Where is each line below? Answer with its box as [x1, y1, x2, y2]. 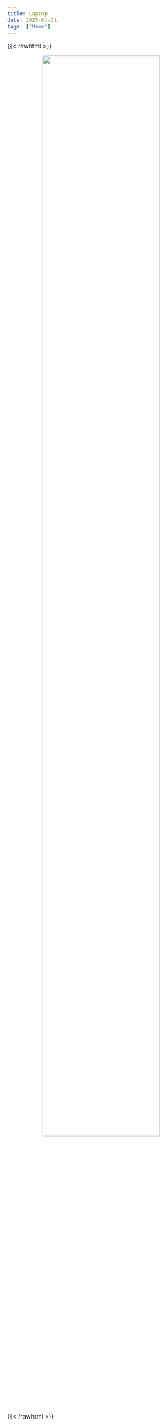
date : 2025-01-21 [7, 17, 57, 24]
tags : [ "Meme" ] [7, 23, 51, 30]
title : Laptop [7, 10, 48, 17]
